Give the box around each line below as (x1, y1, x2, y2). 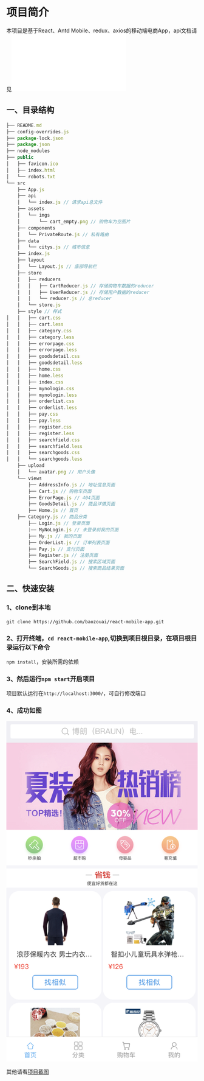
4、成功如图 (6, 707, 42, 715)
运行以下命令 (12, 643, 50, 651)
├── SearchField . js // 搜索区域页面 (28, 559, 115, 565)
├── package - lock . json (6, 135, 64, 141)
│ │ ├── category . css (6, 327, 72, 334)
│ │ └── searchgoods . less (6, 456, 83, 463)
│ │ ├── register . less (6, 430, 75, 436)
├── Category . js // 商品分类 (17, 514, 87, 520)
